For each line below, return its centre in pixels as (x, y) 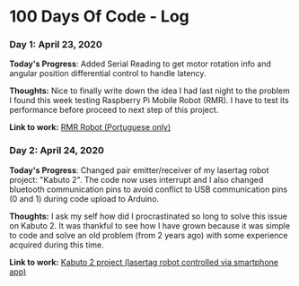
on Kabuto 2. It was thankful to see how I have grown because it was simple (149, 225)
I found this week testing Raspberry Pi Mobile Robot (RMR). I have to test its (149, 100)
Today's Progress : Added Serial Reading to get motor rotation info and (141, 64)
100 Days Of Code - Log (100, 17)
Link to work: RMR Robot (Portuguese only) (90, 127)
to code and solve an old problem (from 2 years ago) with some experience (149, 235)
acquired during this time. (57, 245)
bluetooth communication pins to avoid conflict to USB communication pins (149, 189)
